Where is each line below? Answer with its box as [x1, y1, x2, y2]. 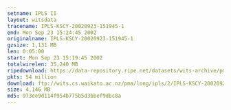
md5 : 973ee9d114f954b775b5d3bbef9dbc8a [7, 93, 122, 100]
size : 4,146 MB [7, 86, 51, 93]
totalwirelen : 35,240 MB [7, 61, 78, 68]
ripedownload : [7, 67, 48, 74]
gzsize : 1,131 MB [7, 42, 57, 49]
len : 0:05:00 [7, 49, 45, 55]
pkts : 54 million [7, 73, 57, 81]
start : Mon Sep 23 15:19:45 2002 [7, 55, 103, 61]
